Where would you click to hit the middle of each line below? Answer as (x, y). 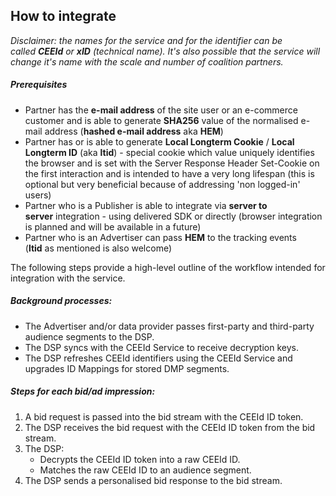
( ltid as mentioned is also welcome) (98, 248)
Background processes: (61, 301)
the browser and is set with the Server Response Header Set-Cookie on (172, 163)
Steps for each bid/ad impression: (83, 391)
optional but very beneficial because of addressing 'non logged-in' (162, 184)
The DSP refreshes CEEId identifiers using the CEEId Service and (158, 358)
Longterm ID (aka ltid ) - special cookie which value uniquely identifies (169, 152)
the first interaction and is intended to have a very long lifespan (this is (169, 173)
